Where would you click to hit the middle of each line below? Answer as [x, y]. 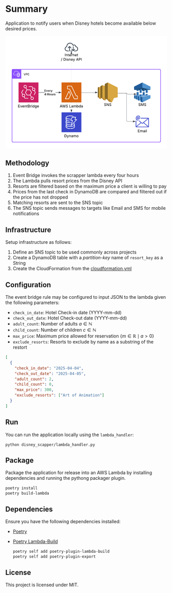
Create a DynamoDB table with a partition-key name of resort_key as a [88, 258]
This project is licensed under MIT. [42, 585]
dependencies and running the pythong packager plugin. [65, 478]
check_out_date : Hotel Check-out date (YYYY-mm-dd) [70, 318]
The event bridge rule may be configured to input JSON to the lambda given [85, 297]
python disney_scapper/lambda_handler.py [50, 445]
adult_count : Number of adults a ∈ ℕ [52, 324]
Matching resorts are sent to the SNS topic [58, 203]
